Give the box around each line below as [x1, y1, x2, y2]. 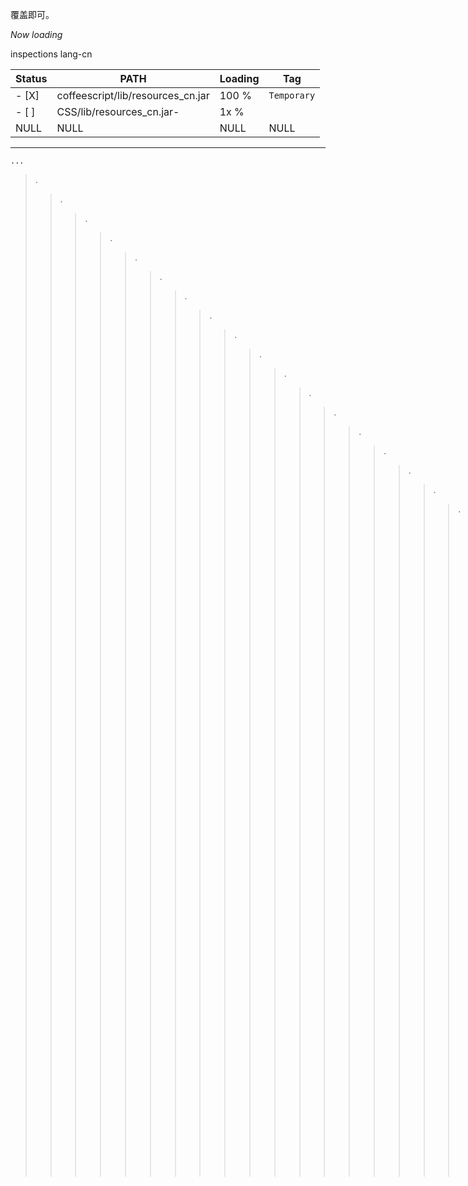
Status [15, 72, 48, 85]
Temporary [268, 90, 316, 101]
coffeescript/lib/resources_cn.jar [56, 89, 210, 102]
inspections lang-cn [10, 48, 93, 60]
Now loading [10, 29, 63, 40]
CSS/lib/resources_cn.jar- [56, 105, 180, 118]
